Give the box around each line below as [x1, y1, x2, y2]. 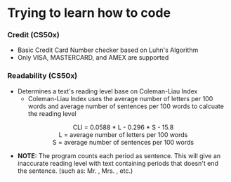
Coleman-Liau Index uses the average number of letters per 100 [27, 94, 213, 103]
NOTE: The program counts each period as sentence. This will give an [17, 151, 221, 160]
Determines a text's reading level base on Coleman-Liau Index [17, 86, 198, 96]
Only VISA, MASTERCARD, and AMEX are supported [17, 53, 169, 62]
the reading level [27, 109, 77, 117]
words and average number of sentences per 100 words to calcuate [27, 102, 225, 110]
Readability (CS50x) [7, 71, 78, 81]
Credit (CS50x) [7, 30, 60, 40]
